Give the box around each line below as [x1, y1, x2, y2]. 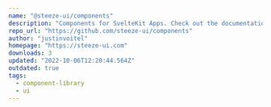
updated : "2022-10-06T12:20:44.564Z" [8, 57, 135, 65]
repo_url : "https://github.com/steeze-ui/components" [8, 27, 194, 35]
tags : [8, 72, 27, 80]
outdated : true [8, 64, 60, 72]
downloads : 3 [8, 49, 52, 57]
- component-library [15, 79, 85, 87]
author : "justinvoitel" [8, 34, 89, 43]
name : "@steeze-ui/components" [8, 11, 114, 20]
